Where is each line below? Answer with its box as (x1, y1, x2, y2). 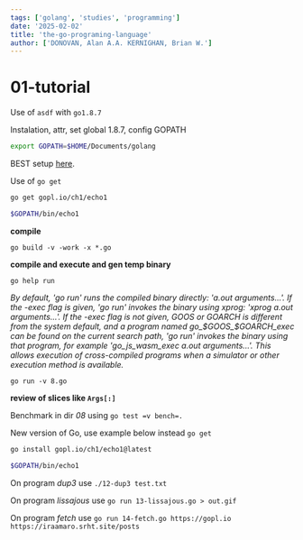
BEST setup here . (10, 159, 76, 169)
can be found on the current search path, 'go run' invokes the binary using (10, 330, 289, 341)
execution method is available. (10, 359, 124, 370)
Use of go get (10, 176, 62, 187)
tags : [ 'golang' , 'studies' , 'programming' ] (10, 13, 180, 23)
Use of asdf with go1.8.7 (10, 107, 102, 118)
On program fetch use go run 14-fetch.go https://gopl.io (10, 512, 232, 523)
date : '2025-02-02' (10, 22, 84, 31)
